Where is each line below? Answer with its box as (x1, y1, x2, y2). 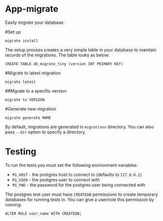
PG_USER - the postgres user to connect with (12, 177, 100, 183)
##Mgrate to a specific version (5, 88, 67, 93)
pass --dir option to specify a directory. (5, 129, 86, 135)
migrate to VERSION (5, 97, 45, 102)
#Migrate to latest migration (5, 70, 61, 76)
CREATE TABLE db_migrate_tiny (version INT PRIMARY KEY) (5, 61, 123, 66)
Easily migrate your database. (5, 19, 65, 25)
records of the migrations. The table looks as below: (5, 52, 110, 58)
